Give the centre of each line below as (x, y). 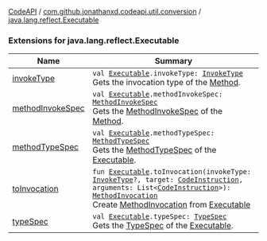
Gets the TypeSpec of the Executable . (163, 226)
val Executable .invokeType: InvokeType (168, 74)
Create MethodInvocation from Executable (172, 204)
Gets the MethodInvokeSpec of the (157, 111)
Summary (174, 61)
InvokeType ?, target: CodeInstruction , (168, 180)
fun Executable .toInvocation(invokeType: (172, 172)
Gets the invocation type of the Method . (166, 83)
